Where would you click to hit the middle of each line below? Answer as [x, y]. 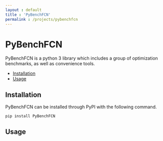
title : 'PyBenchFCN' [28, 15]
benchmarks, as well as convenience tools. [50, 64]
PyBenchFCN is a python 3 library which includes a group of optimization [82, 58]
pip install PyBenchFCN [30, 116]
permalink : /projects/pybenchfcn [42, 19]
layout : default [24, 10]
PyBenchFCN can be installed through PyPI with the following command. [81, 107]
